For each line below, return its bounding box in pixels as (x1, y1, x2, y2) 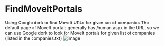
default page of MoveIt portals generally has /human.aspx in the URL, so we (5, 24, 159, 30)
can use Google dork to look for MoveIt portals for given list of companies (5, 30, 155, 36)
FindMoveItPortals (5, 3, 83, 15)
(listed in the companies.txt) (5, 35, 62, 41)
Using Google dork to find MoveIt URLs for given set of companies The (5, 20, 149, 25)
